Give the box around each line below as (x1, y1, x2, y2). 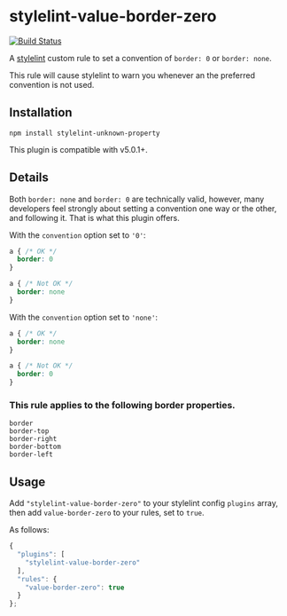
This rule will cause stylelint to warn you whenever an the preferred (9, 69, 255, 81)
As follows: (9, 525, 50, 535)
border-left (9, 450, 53, 459)
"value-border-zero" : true (25, 583, 125, 592)
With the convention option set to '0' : (9, 229, 146, 241)
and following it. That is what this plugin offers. (9, 212, 180, 223)
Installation (9, 105, 73, 121)
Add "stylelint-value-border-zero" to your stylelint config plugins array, (9, 498, 279, 509)
